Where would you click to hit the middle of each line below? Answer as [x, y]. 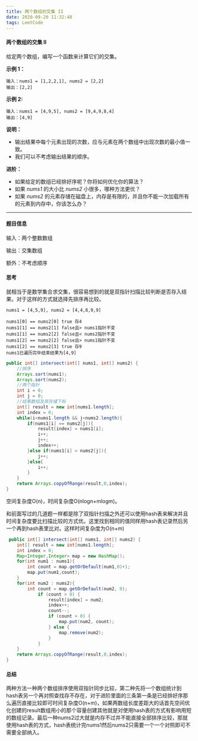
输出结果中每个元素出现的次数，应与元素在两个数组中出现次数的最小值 [100, 141]
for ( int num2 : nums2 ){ [46, 583]
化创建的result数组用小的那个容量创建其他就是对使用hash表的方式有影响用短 [99, 710]
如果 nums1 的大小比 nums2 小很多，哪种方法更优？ [77, 188]
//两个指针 [28, 385]
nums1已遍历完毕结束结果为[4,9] [41, 353]
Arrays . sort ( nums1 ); [42, 374]
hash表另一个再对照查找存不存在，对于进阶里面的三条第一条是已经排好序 [95, 696]
